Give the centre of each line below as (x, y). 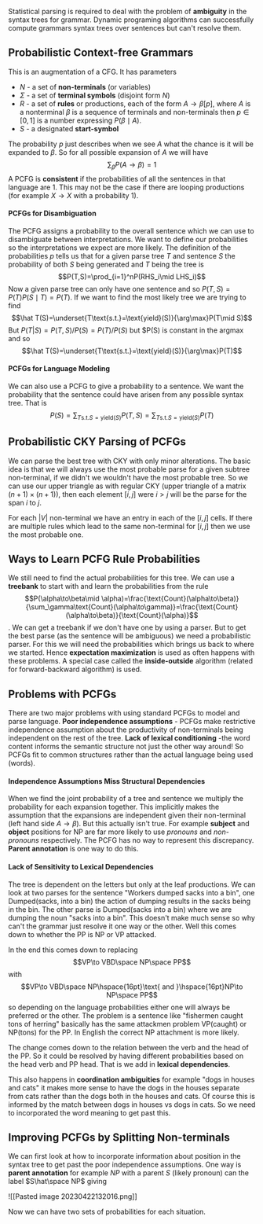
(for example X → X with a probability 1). (73, 195)
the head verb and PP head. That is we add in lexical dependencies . (119, 1064)
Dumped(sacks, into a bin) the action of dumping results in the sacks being (130, 901)
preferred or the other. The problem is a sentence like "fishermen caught (126, 1015)
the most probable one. (46, 535)
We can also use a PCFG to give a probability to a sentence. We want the (126, 386)
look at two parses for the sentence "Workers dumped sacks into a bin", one (131, 892)
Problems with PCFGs (62, 694)
